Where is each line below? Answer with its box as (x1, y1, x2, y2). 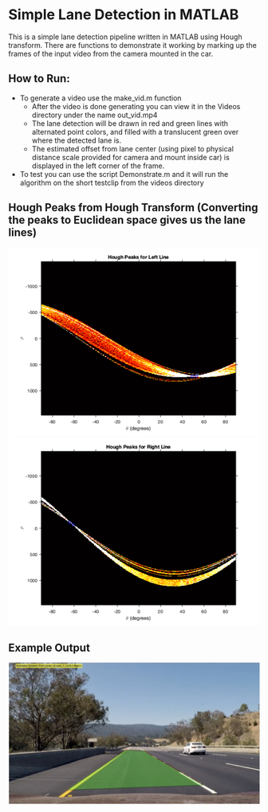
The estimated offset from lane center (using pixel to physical (31, 143, 234, 153)
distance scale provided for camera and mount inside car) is (31, 152, 230, 162)
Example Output (8, 641, 90, 654)
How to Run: (8, 72, 70, 85)
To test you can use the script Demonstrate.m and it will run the (19, 169, 229, 178)
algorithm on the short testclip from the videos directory (19, 178, 205, 187)
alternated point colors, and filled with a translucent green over (31, 127, 239, 136)
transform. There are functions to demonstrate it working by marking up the (8, 40, 257, 49)
